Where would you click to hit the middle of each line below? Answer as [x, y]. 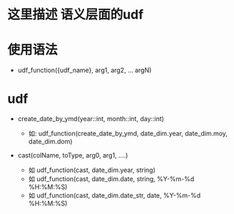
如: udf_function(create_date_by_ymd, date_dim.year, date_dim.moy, [128, 133]
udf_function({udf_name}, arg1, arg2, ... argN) [85, 70]
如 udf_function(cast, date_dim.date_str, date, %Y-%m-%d [115, 195]
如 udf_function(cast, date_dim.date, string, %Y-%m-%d [111, 179]
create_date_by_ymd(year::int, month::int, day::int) [91, 119]
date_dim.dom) [50, 142]
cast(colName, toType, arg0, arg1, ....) [73, 156]
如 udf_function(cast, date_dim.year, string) [92, 170]
